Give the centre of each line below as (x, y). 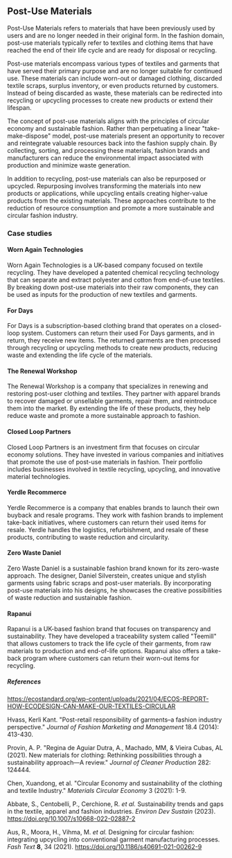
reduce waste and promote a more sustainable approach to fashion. (104, 416)
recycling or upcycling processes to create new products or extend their (110, 100)
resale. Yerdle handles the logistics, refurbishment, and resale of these (108, 529)
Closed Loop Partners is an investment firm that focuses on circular (104, 447)
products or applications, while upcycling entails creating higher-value (107, 193)
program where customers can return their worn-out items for (111, 658)
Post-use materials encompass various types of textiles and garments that (113, 63)
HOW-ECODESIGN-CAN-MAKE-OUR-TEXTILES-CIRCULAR (91, 706)
